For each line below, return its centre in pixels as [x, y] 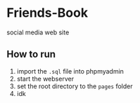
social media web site [38, 32]
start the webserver [45, 78]
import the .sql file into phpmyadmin [70, 71]
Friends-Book [47, 13]
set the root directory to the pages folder [75, 86]
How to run [31, 54]
